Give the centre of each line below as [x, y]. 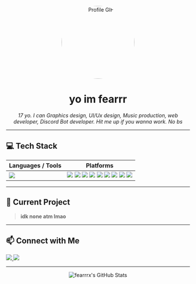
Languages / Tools [35, 165]
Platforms [99, 165]
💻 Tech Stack [32, 146]
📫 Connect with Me [43, 241]
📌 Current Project [38, 202]
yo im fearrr [98, 99]
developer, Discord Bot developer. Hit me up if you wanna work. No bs [98, 121]
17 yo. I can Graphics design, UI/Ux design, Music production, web [98, 115]
